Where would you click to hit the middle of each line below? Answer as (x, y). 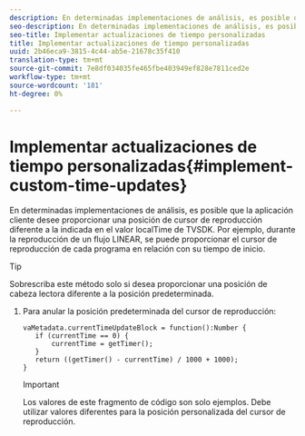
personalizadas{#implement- (180, 166)
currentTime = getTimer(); (102, 344)
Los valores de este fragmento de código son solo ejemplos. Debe (147, 402)
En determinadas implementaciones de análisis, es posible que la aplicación (151, 211)
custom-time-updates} (98, 185)
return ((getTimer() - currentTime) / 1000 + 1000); (137, 360)
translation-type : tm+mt (56, 60)
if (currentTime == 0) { (82, 336)
